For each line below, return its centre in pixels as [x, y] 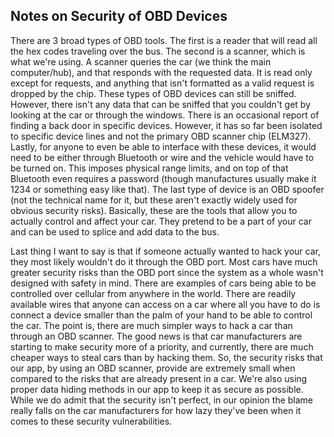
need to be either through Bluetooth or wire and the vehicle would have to [162, 157]
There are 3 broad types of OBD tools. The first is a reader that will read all [164, 40]
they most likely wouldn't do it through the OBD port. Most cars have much [164, 261]
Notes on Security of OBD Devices [119, 16]
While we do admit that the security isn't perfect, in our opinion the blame [162, 400]
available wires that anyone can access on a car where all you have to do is [165, 304]
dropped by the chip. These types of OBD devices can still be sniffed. [153, 93]
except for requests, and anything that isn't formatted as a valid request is [162, 83]
